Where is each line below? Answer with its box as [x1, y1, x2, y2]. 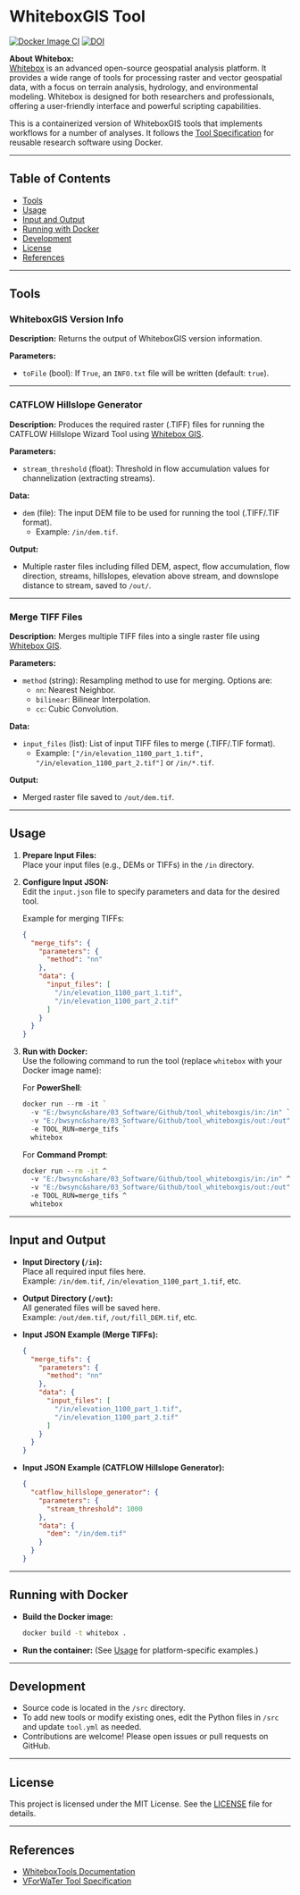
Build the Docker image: [21, 1611, 113, 1621]
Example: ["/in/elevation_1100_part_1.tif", [35, 748, 204, 759]
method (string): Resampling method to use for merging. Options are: [21, 675, 272, 686]
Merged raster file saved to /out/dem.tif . [21, 792, 175, 803]
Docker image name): [21, 1065, 102, 1076]
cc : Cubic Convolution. [35, 703, 119, 714]
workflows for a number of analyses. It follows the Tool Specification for [9, 127, 275, 138]
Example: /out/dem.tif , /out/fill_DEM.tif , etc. [21, 1311, 198, 1322]
